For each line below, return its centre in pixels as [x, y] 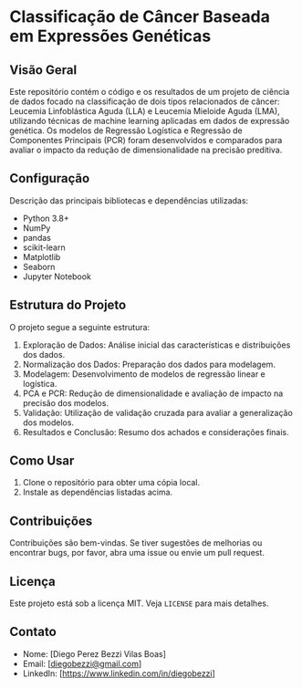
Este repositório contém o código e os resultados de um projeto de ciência [150, 92]
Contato [33, 632]
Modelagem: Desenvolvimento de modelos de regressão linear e [144, 374]
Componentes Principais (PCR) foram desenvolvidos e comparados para [146, 140]
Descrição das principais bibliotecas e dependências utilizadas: [129, 200]
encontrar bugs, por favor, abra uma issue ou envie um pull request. [137, 553]
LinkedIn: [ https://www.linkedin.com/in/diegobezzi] [119, 673]
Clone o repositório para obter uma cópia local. [111, 483]
